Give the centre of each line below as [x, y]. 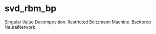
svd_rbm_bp [31, 8]
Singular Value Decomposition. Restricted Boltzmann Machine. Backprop [78, 22]
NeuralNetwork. [21, 27]
